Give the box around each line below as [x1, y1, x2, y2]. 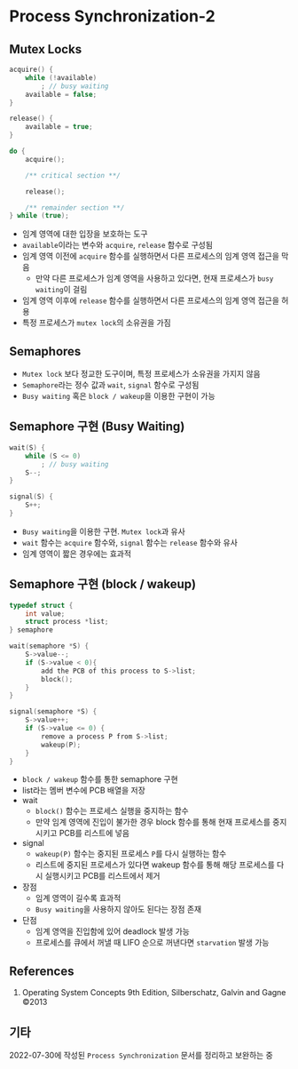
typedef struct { [9, 601, 74, 610]
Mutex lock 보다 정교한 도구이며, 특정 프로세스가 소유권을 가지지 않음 [21, 369, 261, 379]
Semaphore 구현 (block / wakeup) [9, 577, 197, 592]
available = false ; [25, 90, 98, 99]
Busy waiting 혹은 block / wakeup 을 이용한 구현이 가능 [21, 391, 216, 402]
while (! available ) [25, 73, 98, 82]
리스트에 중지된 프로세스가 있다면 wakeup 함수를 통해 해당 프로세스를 [35, 859, 275, 870]
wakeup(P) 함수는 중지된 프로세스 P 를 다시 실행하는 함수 [35, 849, 227, 859]
